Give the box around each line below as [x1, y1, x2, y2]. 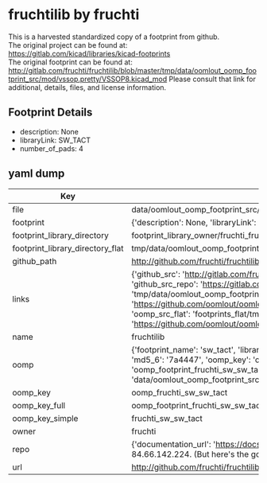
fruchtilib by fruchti [8, 6, 140, 24]
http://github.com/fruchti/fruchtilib [130, 462, 260, 473]
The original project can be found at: [8, 40, 128, 49]
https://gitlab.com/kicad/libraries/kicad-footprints [8, 49, 171, 58]
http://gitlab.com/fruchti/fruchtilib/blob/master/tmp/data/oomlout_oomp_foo [8, 65, 257, 75]
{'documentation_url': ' [130, 438, 216, 450]
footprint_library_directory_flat [12, 243, 124, 254]
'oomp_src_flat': [130, 308, 191, 319]
